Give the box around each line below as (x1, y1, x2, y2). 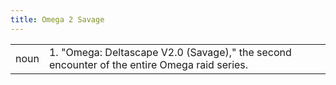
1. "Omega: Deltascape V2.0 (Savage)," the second (48, 45, 292, 59)
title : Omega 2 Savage (10, 14, 105, 25)
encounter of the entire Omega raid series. (48, 57, 249, 71)
